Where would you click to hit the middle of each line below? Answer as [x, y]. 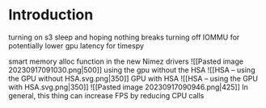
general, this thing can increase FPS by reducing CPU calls [106, 95]
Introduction [51, 15]
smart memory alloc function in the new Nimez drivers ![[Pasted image [126, 61]
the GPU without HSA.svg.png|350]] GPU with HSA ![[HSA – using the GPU [133, 78]
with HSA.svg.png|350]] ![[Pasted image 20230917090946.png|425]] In [129, 87]
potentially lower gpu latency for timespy [76, 45]
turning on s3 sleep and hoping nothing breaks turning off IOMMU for [124, 37]
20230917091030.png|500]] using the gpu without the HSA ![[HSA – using [132, 69]
